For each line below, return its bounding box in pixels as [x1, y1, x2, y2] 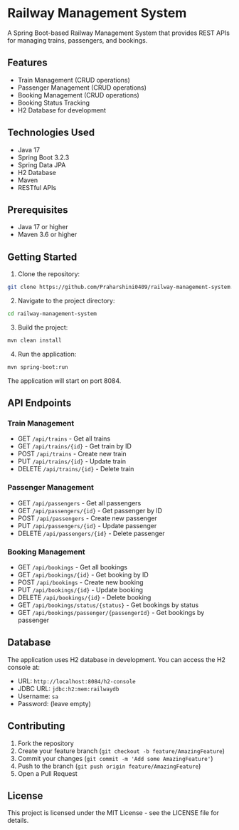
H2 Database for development [17, 105, 107, 115]
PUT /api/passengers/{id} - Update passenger [17, 521, 157, 530]
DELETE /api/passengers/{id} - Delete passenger [17, 529, 165, 537]
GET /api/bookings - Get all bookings [17, 562, 128, 571]
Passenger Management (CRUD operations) [17, 83, 147, 92]
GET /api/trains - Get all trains [17, 434, 111, 443]
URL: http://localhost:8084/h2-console [17, 676, 137, 685]
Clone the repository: [17, 270, 80, 278]
